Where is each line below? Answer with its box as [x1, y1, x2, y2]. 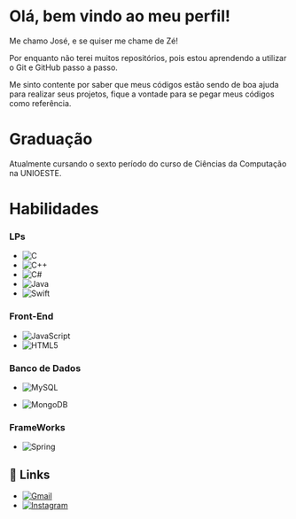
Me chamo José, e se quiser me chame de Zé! [9, 35, 179, 46]
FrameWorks [9, 421, 66, 433]
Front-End [9, 310, 54, 322]
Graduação [9, 129, 93, 150]
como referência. [9, 97, 72, 108]
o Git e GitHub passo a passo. [9, 62, 118, 73]
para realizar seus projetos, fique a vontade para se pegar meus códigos [9, 89, 275, 99]
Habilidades [9, 199, 99, 219]
